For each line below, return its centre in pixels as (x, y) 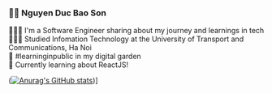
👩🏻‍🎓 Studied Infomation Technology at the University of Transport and (126, 39)
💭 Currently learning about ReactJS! (69, 65)
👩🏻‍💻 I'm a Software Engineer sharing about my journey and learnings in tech (136, 31)
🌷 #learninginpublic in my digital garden (75, 57)
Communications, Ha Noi (50, 48)
